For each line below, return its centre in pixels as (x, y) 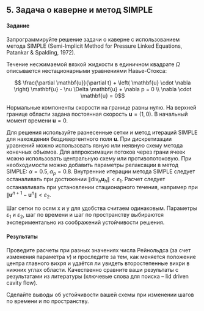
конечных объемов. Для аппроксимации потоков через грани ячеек (96, 152)
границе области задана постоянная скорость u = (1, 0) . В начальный (97, 114)
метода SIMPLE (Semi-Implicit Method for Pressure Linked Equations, (94, 46)
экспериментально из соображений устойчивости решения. (86, 222)
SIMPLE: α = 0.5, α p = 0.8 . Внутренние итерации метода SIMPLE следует (101, 172)
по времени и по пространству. (48, 301)
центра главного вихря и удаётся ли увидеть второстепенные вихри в (98, 263)
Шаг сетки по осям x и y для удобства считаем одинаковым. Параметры (102, 208)
